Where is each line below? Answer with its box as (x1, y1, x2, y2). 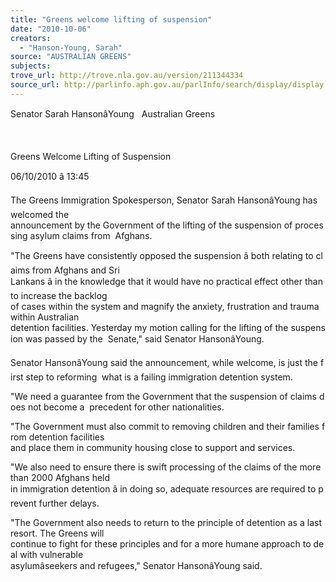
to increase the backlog (10, 289, 108, 301)
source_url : (10, 80, 60, 90)
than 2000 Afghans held (10, 471, 111, 483)
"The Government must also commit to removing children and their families (10, 420, 320, 432)
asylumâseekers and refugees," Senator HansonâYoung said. (10, 559, 263, 571)
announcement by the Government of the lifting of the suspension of (10, 219, 293, 231)
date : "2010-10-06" (10, 24, 92, 34)
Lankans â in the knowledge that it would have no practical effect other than (10, 275, 323, 287)
